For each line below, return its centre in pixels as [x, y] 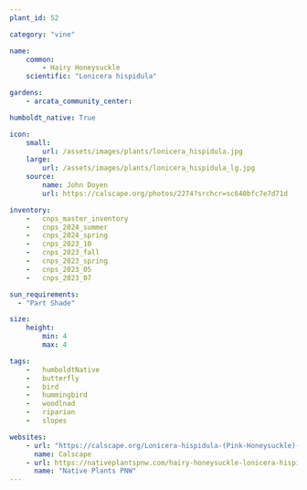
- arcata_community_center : [79, 101]
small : [38, 142]
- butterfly [53, 378]
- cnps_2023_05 [59, 269]
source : [40, 177]
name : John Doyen [75, 185]
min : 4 [55, 337]
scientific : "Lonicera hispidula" [91, 77]
